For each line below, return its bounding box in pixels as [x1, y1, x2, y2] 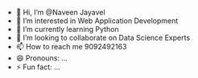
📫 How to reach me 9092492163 [15, 42, 127, 51]
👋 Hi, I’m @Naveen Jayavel [15, 8, 106, 17]
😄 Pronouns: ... [15, 53, 68, 63]
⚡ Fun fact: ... [15, 62, 60, 72]
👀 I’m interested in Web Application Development [15, 16, 179, 25]
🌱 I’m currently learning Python [15, 25, 119, 33]
